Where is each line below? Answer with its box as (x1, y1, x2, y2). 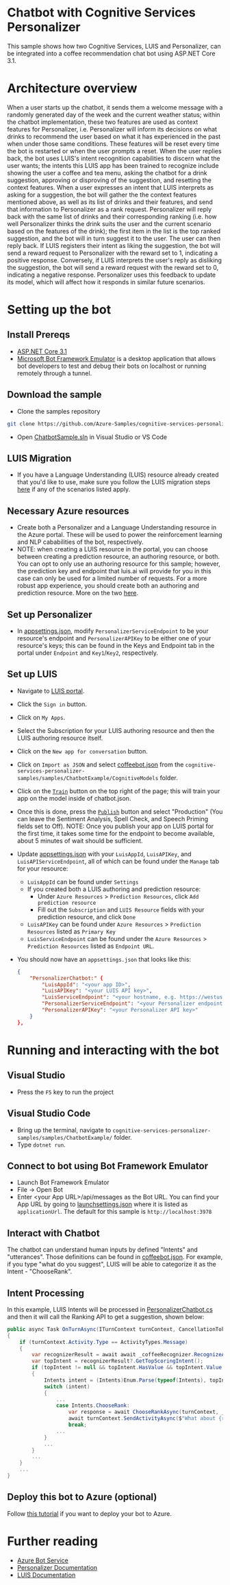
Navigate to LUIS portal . (16, 686, 85, 695)
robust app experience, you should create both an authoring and (16, 582, 200, 590)
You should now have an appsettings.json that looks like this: (16, 955, 192, 963)
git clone (7, 420, 36, 427)
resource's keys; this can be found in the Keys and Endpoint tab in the (16, 642, 215, 649)
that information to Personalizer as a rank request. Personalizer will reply (7, 205, 212, 213)
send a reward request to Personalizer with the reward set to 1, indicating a (7, 249, 218, 257)
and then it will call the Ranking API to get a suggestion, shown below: (7, 1312, 205, 1321)
